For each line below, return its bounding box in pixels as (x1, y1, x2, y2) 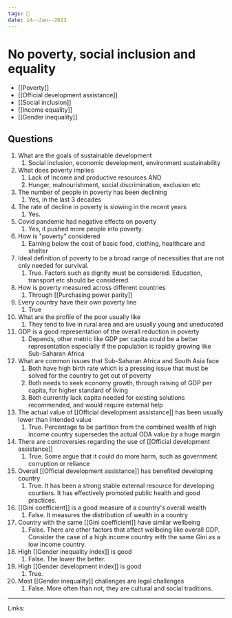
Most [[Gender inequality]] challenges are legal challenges (17, 577, 184, 586)
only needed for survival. (17, 262, 89, 270)
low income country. (28, 540, 87, 549)
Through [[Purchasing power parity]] (28, 291, 133, 299)
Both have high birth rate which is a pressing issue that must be (28, 364, 209, 373)
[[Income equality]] (17, 106, 73, 114)
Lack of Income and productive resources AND (28, 173, 162, 182)
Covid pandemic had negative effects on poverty (17, 218, 157, 226)
